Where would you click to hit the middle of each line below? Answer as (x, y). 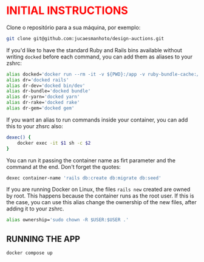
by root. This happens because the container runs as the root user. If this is (100, 196)
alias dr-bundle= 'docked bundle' (49, 91)
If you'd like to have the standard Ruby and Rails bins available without (94, 50)
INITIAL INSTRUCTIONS (67, 11)
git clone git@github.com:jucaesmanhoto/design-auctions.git (85, 38)
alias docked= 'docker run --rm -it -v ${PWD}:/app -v (76, 74)
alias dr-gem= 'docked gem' (40, 108)
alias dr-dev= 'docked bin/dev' (46, 86)
